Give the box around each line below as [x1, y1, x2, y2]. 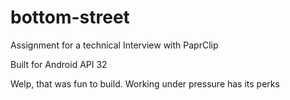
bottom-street [10, 6, 130, 29]
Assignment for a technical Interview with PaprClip [10, 39, 219, 51]
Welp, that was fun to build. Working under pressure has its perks [10, 77, 280, 90]
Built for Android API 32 [10, 58, 108, 70]
